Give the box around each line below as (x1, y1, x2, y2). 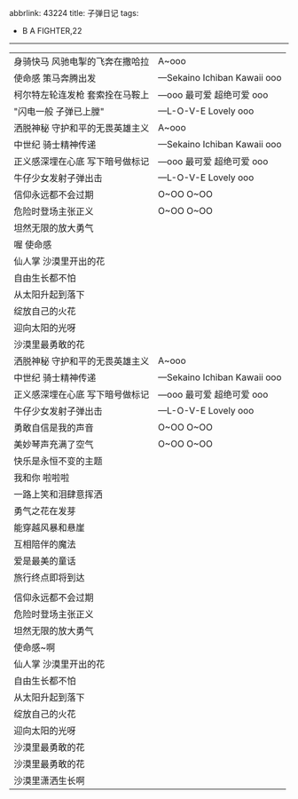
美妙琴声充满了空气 (13, 439, 95, 450)
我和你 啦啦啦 (13, 471, 70, 484)
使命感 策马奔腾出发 (13, 72, 97, 84)
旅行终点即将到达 (13, 572, 86, 583)
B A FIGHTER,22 (21, 26, 82, 36)
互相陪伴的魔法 (13, 538, 77, 550)
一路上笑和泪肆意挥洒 (13, 488, 104, 500)
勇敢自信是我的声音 (13, 422, 95, 433)
